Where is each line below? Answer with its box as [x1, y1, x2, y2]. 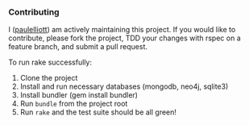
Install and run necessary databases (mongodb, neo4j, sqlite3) [19, 81, 229, 91]
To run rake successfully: [8, 57, 93, 67]
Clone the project [19, 73, 78, 83]
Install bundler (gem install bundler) [19, 90, 139, 100]
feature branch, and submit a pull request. [8, 42, 147, 52]
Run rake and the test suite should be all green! [19, 107, 177, 117]
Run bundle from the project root [19, 99, 128, 109]
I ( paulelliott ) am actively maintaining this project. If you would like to [8, 25, 236, 35]
